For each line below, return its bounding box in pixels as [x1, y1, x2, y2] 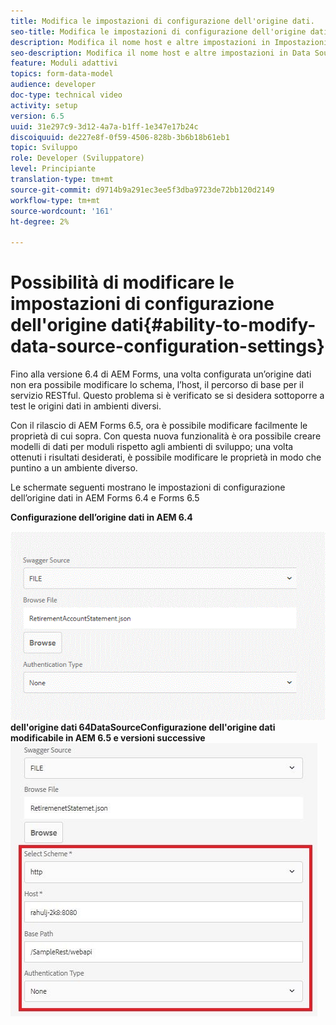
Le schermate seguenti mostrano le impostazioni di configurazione [10, 481, 286, 494]
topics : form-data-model [10, 69, 114, 79]
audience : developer [10, 80, 97, 90]
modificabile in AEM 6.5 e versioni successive [10, 731, 206, 744]
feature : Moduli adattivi [10, 58, 118, 69]
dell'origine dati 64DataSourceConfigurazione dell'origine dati [10, 721, 276, 733]
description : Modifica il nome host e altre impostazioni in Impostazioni [10, 37, 329, 47]
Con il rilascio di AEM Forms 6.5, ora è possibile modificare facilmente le [10, 420, 308, 432]
